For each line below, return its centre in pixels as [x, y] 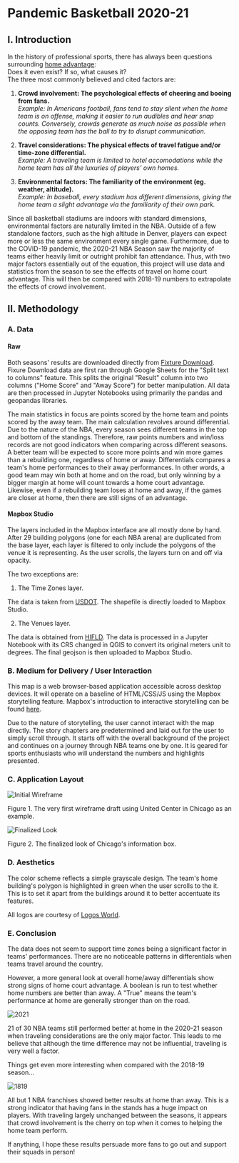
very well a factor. [34, 1051]
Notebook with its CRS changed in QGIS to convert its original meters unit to [119, 644]
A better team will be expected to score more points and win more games [115, 452]
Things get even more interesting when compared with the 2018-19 [106, 1064]
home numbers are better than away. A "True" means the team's [102, 993]
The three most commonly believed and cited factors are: [92, 79]
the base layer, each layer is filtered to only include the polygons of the [112, 545]
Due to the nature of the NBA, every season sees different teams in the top [117, 429]
